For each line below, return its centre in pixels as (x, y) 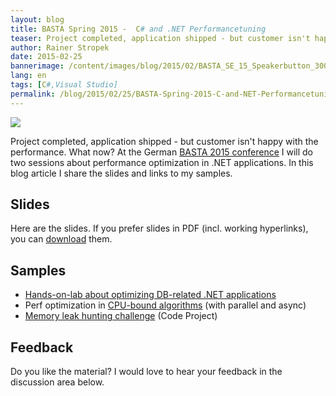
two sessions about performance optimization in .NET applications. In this (162, 162)
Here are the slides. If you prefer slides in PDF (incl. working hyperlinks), (159, 228)
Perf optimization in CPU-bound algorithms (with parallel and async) (165, 305)
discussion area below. (57, 382)
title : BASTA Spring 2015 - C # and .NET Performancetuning (138, 29)
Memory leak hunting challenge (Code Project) (121, 316)
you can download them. (61, 239)
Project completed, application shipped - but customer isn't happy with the (164, 141)
